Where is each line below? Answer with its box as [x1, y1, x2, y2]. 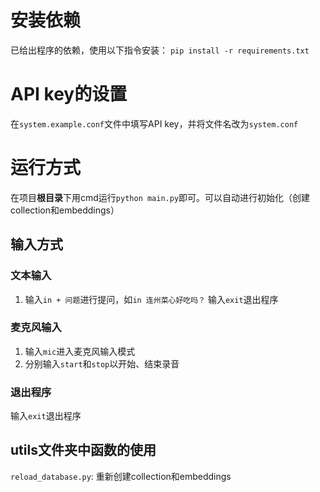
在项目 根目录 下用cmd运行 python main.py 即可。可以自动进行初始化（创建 [10, 191, 311, 203]
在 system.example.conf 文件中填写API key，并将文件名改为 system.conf [10, 117, 299, 130]
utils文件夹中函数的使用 [10, 442, 157, 459]
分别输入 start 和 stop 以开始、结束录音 [24, 357, 180, 370]
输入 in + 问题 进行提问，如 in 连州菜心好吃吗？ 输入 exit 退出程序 [24, 293, 279, 305]
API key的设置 [10, 83, 128, 106]
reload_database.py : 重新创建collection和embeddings [10, 470, 232, 482]
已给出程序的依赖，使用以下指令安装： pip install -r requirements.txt [10, 44, 310, 56]
